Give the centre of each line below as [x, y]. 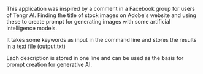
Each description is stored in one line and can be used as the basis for [95, 58]
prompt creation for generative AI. [49, 64]
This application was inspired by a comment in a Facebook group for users [101, 9]
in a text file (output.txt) [36, 46]
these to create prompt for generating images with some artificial [88, 22]
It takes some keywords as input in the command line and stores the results [101, 40]
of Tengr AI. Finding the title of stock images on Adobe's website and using [101, 15]
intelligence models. [32, 28]
